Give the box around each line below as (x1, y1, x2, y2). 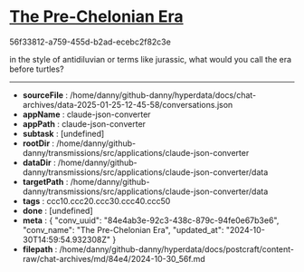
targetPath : (22, 176, 69, 187)
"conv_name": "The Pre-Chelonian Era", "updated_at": (22, 224, 224, 235)
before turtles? (9, 63, 65, 74)
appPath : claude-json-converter (22, 118, 147, 129)
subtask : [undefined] (22, 128, 105, 139)
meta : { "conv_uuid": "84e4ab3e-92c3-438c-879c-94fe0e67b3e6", (22, 215, 280, 226)
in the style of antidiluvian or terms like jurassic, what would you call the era (9, 53, 292, 64)
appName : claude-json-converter (22, 109, 151, 120)
